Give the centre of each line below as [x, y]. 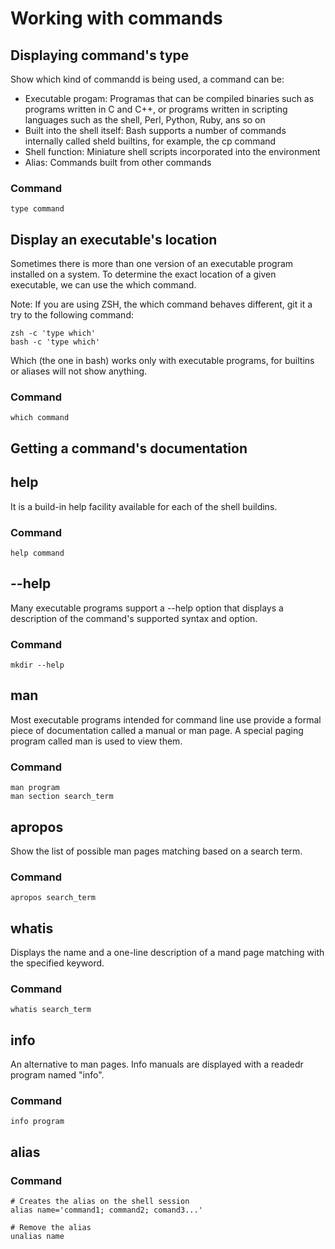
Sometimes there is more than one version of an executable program [152, 264]
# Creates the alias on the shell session [100, 1202]
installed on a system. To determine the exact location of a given [143, 274]
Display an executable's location [114, 239]
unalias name [37, 1237]
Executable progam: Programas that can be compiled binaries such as [169, 98]
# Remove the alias [51, 1228]
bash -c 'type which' [55, 342]
